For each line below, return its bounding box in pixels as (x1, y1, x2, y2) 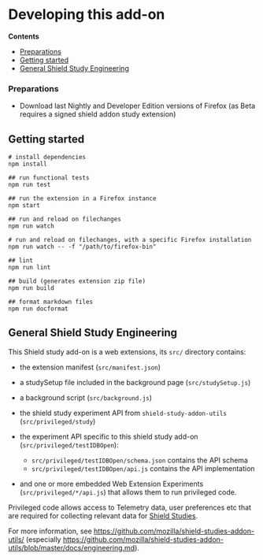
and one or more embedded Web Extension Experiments (19, 479, 204, 488)
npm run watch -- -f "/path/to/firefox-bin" (8, 243, 157, 251)
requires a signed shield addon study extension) (19, 109, 176, 119)
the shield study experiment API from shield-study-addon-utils (19, 408, 227, 417)
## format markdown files (8, 298, 93, 306)
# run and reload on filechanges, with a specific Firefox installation (8, 236, 252, 244)
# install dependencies (8, 154, 87, 161)
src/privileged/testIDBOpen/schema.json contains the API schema (31, 455, 248, 465)
